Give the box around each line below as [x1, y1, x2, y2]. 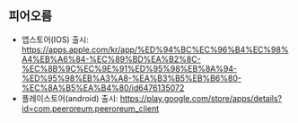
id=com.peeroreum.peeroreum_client [21, 102, 160, 114]
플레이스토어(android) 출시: [21, 92, 118, 103]
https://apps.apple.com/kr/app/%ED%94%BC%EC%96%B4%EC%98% [21, 44, 289, 55]
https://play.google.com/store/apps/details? [119, 92, 283, 103]
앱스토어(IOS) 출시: [21, 34, 89, 45]
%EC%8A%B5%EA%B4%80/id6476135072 [21, 82, 185, 92]
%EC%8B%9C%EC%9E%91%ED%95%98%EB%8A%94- [21, 63, 238, 74]
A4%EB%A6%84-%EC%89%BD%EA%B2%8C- [21, 53, 201, 65]
